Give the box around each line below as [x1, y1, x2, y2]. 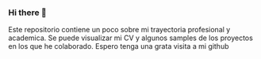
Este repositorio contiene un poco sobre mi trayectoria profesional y [8, 25, 231, 35]
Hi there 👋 [8, 7, 48, 18]
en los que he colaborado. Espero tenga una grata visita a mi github [8, 42, 229, 51]
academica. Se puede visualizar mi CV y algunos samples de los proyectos [8, 33, 254, 42]
